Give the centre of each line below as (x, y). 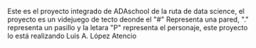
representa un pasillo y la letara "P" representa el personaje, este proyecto (128, 27)
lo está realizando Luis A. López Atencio (72, 36)
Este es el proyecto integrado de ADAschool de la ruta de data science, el (126, 11)
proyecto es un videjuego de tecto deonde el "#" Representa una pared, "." (128, 19)
